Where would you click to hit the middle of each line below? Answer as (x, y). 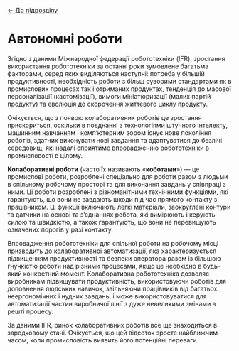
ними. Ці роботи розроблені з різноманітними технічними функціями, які (118, 192)
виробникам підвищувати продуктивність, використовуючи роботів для (117, 281)
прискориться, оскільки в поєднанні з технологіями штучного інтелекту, (117, 125)
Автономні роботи (65, 39)
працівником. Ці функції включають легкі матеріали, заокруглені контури (119, 207)
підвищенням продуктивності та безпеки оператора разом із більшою (115, 258)
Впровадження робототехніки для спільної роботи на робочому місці (113, 243)
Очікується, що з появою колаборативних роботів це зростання (105, 117)
